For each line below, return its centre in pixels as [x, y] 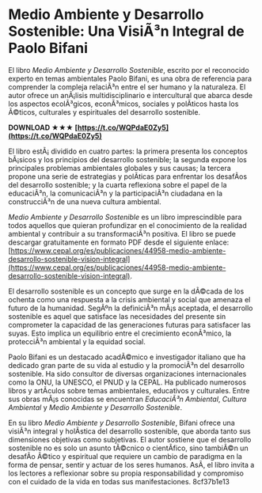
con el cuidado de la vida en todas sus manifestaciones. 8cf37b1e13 [119, 481]
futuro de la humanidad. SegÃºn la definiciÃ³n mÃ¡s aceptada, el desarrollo [131, 308]
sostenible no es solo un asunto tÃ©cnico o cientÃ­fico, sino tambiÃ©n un [128, 448]
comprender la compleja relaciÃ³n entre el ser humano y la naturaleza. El [127, 87]
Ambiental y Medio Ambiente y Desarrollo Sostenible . [95, 407]
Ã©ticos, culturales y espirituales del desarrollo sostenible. [104, 112]
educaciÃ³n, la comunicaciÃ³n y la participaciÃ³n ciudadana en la [116, 193]
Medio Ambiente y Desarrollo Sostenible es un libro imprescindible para [125, 217]
